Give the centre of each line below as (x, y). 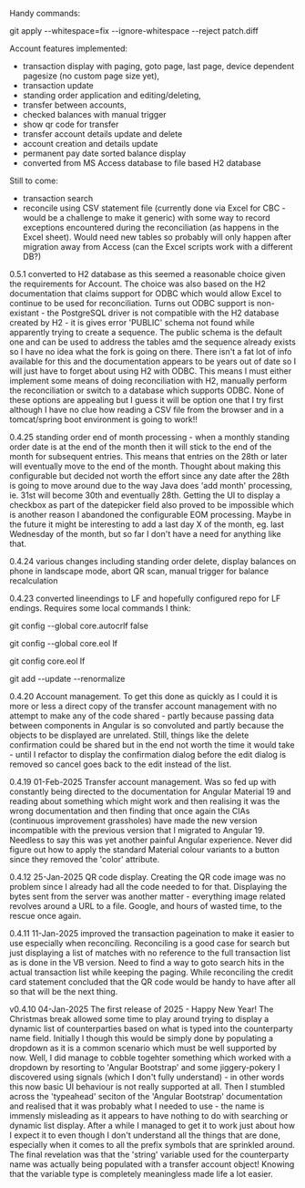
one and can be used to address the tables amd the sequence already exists (152, 342)
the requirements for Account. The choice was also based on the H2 (137, 284)
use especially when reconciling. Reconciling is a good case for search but (150, 943)
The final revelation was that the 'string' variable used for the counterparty (149, 1154)
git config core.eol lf (47, 661)
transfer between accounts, (75, 105)
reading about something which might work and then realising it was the (145, 801)
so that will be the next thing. (64, 992)
